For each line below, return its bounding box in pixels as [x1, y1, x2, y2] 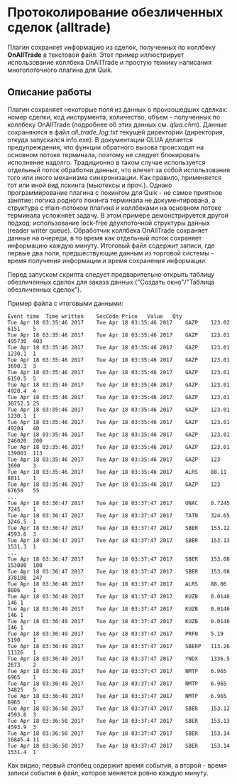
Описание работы [7, 86, 92, 98]
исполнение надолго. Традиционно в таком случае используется [7, 158, 206, 166]
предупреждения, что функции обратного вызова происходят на [7, 143, 204, 152]
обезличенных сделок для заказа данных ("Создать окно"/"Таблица [7, 277, 215, 286]
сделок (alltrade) [7, 19, 111, 36]
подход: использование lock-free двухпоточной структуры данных [7, 218, 211, 227]
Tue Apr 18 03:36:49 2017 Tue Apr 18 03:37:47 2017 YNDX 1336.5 [7, 655, 231, 662]
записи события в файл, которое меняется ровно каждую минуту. [7, 768, 209, 777]
